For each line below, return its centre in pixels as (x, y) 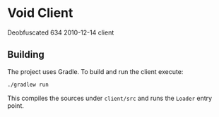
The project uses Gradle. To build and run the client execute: (95, 71)
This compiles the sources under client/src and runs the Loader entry (110, 98)
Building (26, 55)
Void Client (40, 13)
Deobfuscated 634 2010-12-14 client (61, 32)
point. (16, 105)
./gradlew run (28, 85)
